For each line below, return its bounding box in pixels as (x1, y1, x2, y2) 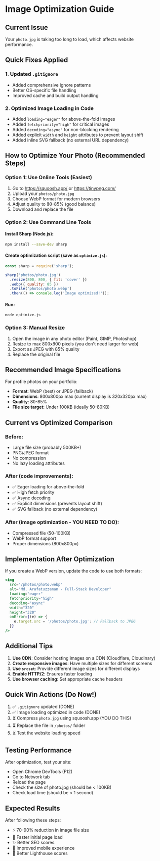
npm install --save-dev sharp (5, 241, 68, 247)
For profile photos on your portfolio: (5, 379, 78, 384)
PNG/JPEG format (12, 450, 49, 456)
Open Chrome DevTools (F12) (12, 768, 73, 775)
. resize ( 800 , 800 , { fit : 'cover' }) (9, 277, 87, 282)
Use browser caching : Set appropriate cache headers (12, 676, 123, 682)
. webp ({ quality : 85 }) (9, 282, 58, 287)
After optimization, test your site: (5, 759, 72, 765)
